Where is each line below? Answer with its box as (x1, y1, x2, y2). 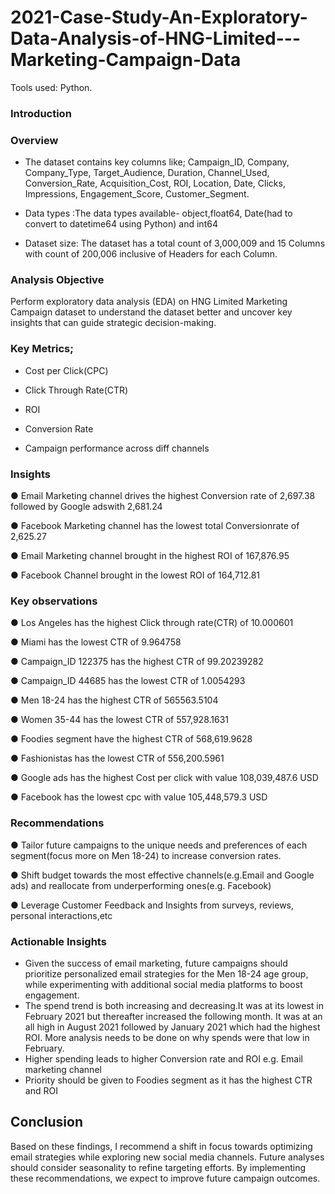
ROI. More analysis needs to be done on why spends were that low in (24, 1031, 310, 1043)
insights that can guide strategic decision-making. (10, 317, 217, 329)
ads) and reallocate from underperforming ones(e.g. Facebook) (10, 879, 272, 891)
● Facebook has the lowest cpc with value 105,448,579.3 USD (10, 791, 268, 803)
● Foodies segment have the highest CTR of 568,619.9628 (10, 733, 253, 745)
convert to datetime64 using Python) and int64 (24, 218, 218, 230)
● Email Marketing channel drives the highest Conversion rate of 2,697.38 (10, 490, 316, 502)
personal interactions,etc (10, 909, 113, 921)
